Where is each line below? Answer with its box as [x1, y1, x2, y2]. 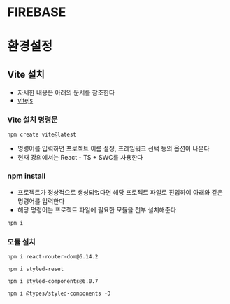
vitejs [17, 96, 34, 105]
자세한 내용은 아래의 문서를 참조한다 [17, 88, 115, 97]
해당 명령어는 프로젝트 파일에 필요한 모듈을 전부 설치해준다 [17, 205, 177, 214]
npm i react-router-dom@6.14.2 [7, 254, 99, 261]
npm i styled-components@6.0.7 [7, 278, 99, 285]
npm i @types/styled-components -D [7, 290, 111, 298]
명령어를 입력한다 [17, 197, 65, 205]
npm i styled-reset [7, 265, 64, 273]
